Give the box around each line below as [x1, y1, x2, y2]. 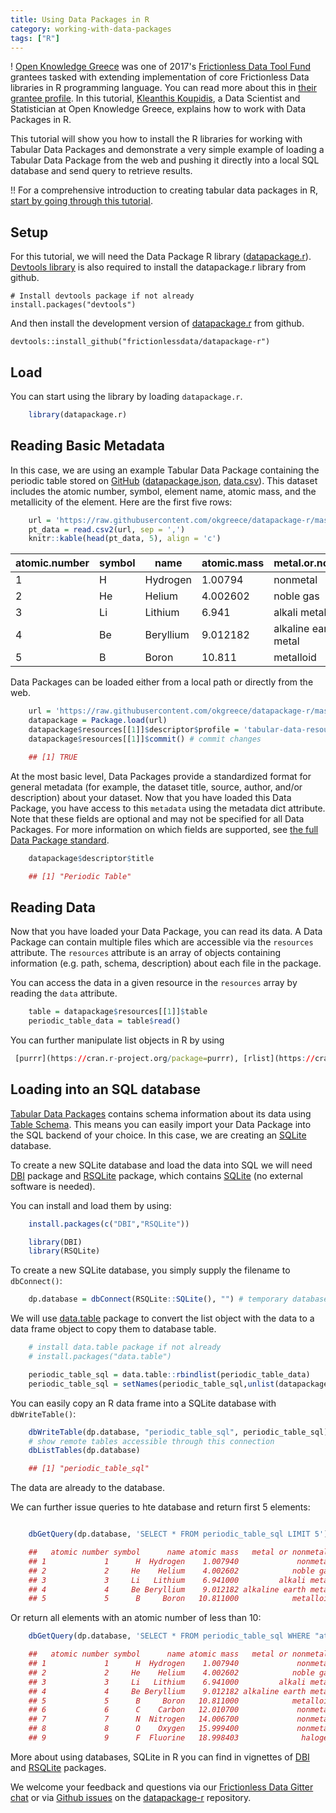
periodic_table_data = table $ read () [28, 1016, 182, 1026]
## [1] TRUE [28, 752, 78, 762]
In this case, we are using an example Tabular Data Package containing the [10, 464, 320, 476]
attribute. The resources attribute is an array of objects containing [10, 947, 282, 959]
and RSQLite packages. [10, 1761, 107, 1773]
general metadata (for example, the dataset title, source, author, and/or [10, 781, 303, 793]
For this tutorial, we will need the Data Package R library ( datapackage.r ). [10, 251, 312, 263]
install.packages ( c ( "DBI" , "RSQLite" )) [28, 1219, 190, 1229]
